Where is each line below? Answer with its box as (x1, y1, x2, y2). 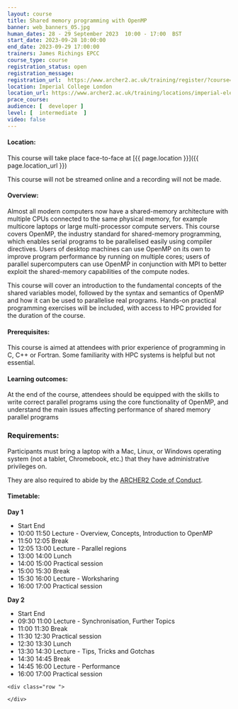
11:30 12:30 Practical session (17, 632, 102, 640)
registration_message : (7, 70, 74, 77)
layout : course (7, 10, 52, 18)
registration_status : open (7, 63, 87, 70)
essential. (7, 358, 35, 367)
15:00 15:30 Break (17, 566, 70, 575)
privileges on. (7, 462, 47, 471)
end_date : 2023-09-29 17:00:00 (7, 43, 100, 50)
